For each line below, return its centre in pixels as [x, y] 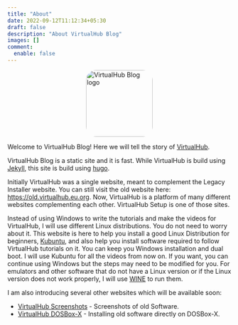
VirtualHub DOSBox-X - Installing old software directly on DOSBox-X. [119, 314]
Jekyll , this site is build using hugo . [59, 168]
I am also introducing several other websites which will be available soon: [115, 292]
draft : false [27, 27]
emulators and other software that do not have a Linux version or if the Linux [119, 271]
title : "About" [30, 14]
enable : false [34, 54]
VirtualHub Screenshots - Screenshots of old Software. [98, 306]
